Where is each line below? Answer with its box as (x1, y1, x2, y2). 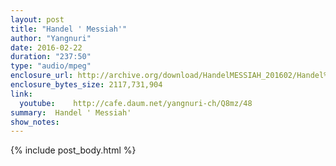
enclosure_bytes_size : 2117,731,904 (10, 80, 163, 90)
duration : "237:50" (10, 52, 92, 62)
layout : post (10, 14, 65, 25)
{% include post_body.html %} (10, 144, 137, 156)
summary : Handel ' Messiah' (10, 107, 132, 118)
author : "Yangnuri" (10, 33, 92, 43)
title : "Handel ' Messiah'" (10, 24, 128, 34)
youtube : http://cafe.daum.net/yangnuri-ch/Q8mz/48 (19, 98, 253, 108)
